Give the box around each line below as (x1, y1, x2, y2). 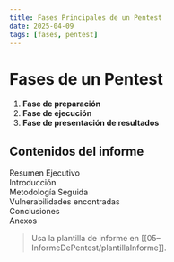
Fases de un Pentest (9, 68, 163, 89)
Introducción (9, 177, 57, 188)
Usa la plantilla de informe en (30, 233, 140, 244)
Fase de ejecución (22, 108, 92, 119)
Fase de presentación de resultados (22, 118, 160, 129)
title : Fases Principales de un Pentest (9, 13, 163, 23)
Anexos (9, 215, 38, 226)
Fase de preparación (22, 98, 101, 109)
